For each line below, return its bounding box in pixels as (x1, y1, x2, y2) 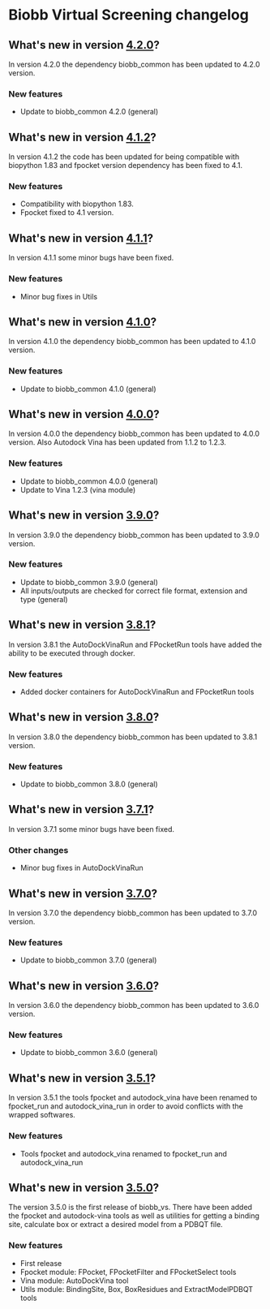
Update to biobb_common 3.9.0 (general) (19, 577, 158, 587)
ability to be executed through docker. (8, 648, 135, 658)
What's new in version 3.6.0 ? (8, 979, 160, 993)
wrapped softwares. (8, 1110, 75, 1120)
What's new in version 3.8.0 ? (8, 710, 160, 724)
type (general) (19, 594, 68, 604)
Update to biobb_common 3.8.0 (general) (19, 779, 158, 789)
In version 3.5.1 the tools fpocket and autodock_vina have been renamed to (8, 1093, 258, 1103)
